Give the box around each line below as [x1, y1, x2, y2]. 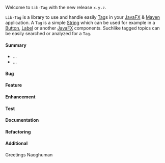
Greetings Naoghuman [5, 151, 53, 157]
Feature [5, 82, 22, 88]
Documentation [5, 117, 39, 123]
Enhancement [5, 94, 36, 100]
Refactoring [5, 128, 31, 134]
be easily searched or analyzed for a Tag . [5, 31, 92, 36]
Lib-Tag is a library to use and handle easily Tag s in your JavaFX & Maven [5, 14, 160, 20]
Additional [5, 140, 28, 147]
